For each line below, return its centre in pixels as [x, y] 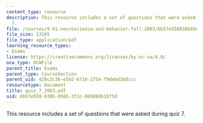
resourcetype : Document [36, 85]
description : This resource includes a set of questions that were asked [101, 18]
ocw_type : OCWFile [29, 62]
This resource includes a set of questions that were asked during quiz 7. [96, 113]
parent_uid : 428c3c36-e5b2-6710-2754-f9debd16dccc [71, 79]
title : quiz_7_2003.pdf [36, 91]
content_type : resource [36, 12]
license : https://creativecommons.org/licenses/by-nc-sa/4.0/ [86, 57]
